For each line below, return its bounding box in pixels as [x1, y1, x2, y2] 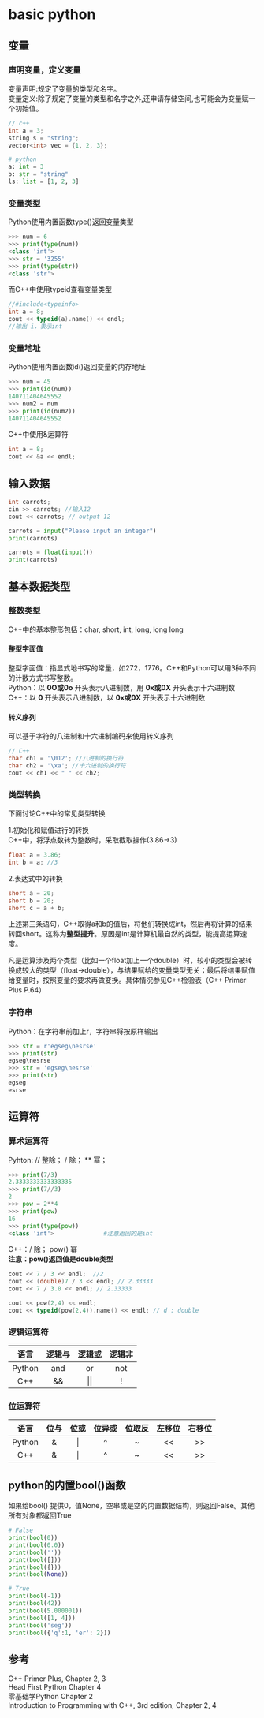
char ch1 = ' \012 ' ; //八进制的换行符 [8, 755, 124, 763]
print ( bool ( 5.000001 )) [8, 1607, 83, 1615]
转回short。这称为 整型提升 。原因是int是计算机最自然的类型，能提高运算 [8, 929, 240, 939]
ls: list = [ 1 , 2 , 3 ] [8, 177, 80, 185]
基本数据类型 [8, 580, 71, 593]
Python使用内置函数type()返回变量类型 [8, 217, 134, 226]
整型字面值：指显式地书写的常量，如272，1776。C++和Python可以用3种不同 [8, 663, 257, 673]
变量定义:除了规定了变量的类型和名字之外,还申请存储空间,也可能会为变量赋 [8, 93, 250, 103]
